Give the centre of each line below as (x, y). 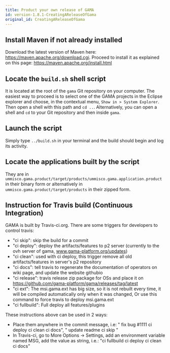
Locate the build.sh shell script (56, 79)
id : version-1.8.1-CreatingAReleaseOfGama (51, 15)
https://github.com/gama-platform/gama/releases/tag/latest (75, 284)
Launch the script (34, 128)
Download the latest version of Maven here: (51, 52)
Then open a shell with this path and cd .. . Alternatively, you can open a (81, 107)
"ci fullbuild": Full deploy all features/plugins (59, 305)
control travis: (20, 230)
